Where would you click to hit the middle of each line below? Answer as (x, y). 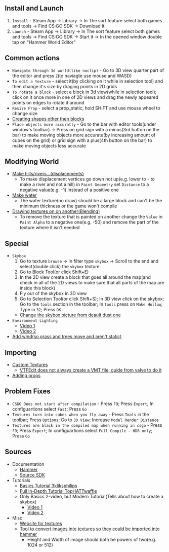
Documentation (28, 464)
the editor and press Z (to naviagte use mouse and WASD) (72, 76)
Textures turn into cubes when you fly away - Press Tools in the (81, 414)
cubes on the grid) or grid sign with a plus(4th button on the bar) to (82, 140)
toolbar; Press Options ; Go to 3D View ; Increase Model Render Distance (85, 420)
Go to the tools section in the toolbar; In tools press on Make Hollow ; (91, 304)
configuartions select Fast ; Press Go (49, 409)
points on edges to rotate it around (48, 102)
